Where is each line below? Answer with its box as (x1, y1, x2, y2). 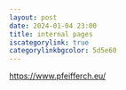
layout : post (9, 12, 58, 22)
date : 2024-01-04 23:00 (9, 21, 98, 30)
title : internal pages (9, 29, 93, 38)
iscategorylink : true (9, 37, 90, 47)
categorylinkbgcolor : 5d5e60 (9, 46, 117, 55)
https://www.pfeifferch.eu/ (9, 70, 106, 81)
